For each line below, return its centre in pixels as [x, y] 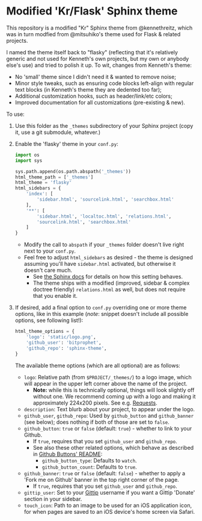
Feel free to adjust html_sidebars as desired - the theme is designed [109, 257]
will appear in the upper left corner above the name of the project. [106, 384]
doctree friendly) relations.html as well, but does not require [109, 289]
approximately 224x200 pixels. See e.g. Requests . [95, 403]
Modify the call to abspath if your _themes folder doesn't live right [104, 245]
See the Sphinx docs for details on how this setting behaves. [108, 277]
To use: [16, 114]
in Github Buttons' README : [68, 454]
